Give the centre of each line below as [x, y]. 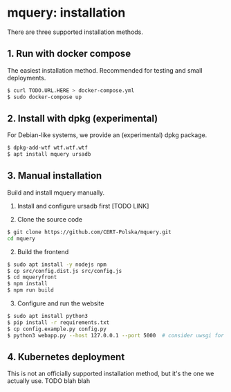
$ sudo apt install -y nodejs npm [57, 265]
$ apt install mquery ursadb [49, 154]
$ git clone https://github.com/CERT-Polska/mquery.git [89, 232]
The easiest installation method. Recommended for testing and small [105, 70]
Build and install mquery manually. [56, 193]
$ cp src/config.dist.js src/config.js [65, 271]
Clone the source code [50, 219]
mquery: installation [66, 13]
